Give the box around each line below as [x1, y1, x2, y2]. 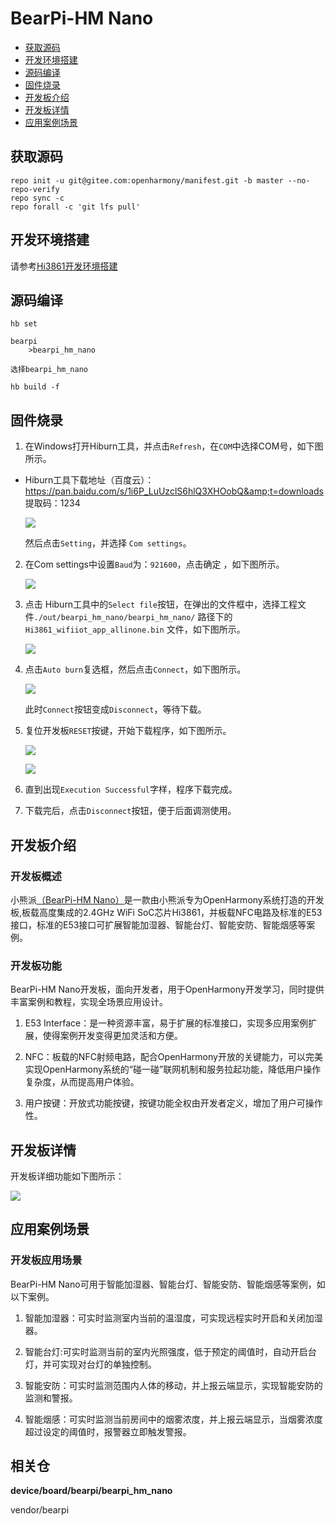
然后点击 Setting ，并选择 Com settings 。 [24, 537, 192, 549]
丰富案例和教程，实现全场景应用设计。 [10, 996, 168, 1008]
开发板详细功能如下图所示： [10, 1170, 125, 1182]
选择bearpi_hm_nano [10, 365, 89, 375]
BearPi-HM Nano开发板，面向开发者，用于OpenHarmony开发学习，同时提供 [10, 983, 325, 996]
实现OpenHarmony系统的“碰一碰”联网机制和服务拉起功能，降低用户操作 [24, 1063, 322, 1076]
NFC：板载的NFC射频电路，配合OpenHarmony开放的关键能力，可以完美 [24, 1051, 323, 1063]
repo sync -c [10, 193, 65, 203]
